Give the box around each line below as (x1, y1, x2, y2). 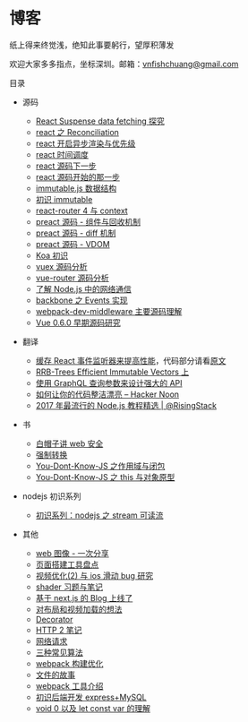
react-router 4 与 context (35, 205, 128, 216)
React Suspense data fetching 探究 (35, 116, 165, 126)
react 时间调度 (35, 149, 90, 159)
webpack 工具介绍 (35, 680, 104, 691)
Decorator (35, 614, 73, 624)
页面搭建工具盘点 (35, 559, 99, 570)
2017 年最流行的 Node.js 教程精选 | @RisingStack (35, 400, 218, 410)
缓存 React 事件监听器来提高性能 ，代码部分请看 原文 (35, 355, 227, 365)
